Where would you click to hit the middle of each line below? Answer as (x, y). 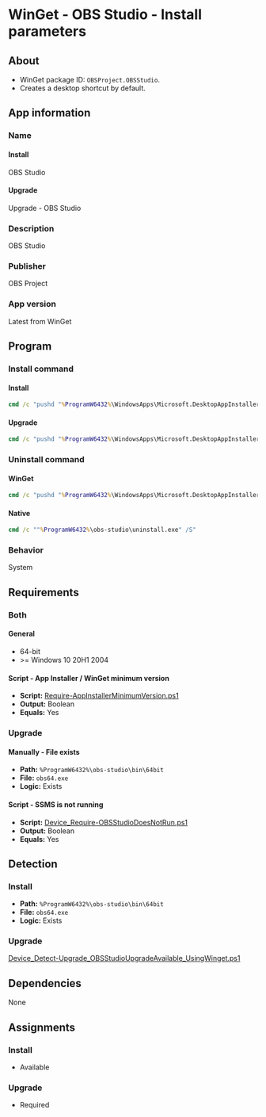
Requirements (44, 592)
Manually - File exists (44, 752)
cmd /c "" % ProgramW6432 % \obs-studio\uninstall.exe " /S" (102, 530)
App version (32, 304)
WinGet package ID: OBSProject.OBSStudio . (90, 80)
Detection (33, 864)
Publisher (27, 266)
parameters (47, 31)
